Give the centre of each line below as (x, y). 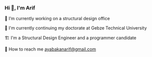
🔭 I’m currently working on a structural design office (57, 19)
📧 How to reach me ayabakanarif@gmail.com (50, 49)
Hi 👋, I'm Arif (20, 8)
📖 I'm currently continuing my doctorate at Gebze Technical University (76, 28)
